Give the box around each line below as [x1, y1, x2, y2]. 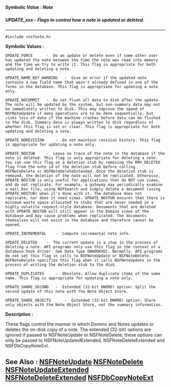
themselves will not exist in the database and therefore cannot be [5, 218, 154, 223]
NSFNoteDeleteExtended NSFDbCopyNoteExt [5, 373, 154, 382]
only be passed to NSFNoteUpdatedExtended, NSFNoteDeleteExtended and [5, 337, 165, 343]
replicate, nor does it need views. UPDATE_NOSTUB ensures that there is [5, 196, 165, 201]
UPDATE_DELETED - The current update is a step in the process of [5, 240, 158, 245]
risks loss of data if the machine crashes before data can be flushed [5, 115, 160, 121]
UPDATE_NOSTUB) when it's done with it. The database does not [5, 191, 142, 196]
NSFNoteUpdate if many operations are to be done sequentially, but [5, 111, 154, 116]
